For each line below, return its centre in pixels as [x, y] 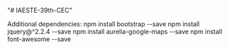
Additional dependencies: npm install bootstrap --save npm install [104, 24]
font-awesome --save [39, 39]
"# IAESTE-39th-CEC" [40, 10]
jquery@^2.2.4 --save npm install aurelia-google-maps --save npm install [115, 32]
